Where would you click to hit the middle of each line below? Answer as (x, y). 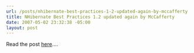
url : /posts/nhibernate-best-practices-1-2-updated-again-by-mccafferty (97, 11)
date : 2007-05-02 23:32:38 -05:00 (48, 22)
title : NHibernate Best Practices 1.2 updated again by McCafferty (91, 17)
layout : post (22, 28)
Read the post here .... (32, 44)
